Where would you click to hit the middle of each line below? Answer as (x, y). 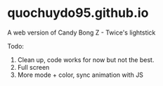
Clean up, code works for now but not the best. (86, 60)
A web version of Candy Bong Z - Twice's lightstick (81, 32)
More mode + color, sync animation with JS (80, 75)
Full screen (33, 67)
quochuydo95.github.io (78, 13)
